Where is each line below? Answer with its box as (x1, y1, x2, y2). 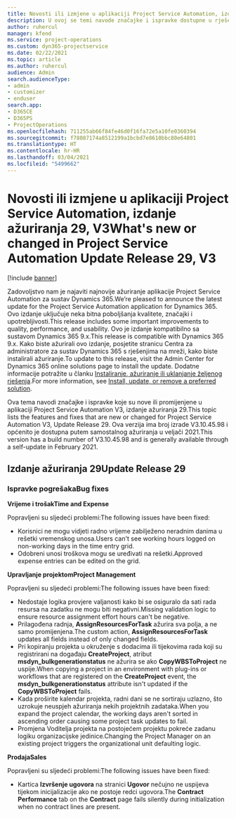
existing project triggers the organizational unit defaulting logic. (17, 739, 202, 748)
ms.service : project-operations (7, 37, 102, 44)
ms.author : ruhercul (7, 62, 68, 70)
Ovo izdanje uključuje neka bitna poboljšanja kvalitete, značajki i (7, 310, 193, 318)
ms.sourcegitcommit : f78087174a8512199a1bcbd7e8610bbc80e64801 (7, 134, 197, 141)
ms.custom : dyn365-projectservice (7, 43, 109, 50)
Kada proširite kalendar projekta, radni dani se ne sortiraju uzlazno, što (17, 694, 223, 703)
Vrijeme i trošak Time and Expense (7, 500, 110, 508)
